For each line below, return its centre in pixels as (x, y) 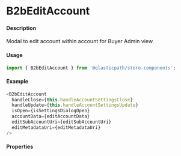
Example (17, 82)
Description (21, 28)
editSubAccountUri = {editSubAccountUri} (62, 122)
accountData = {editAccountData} (51, 116)
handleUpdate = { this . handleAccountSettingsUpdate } (75, 105)
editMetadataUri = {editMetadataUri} (56, 127)
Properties (20, 147)
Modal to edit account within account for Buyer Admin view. (80, 41)
